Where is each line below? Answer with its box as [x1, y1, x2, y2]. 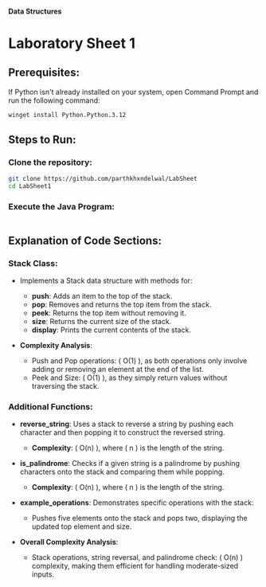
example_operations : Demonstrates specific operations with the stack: [19, 498, 254, 507]
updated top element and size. [31, 522, 132, 531]
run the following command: [8, 96, 101, 105]
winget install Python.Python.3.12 [8, 111, 127, 119]
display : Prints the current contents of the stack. [31, 325, 191, 335]
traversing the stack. [31, 381, 100, 390]
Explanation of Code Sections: [8, 233, 162, 247]
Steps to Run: [8, 132, 77, 147]
